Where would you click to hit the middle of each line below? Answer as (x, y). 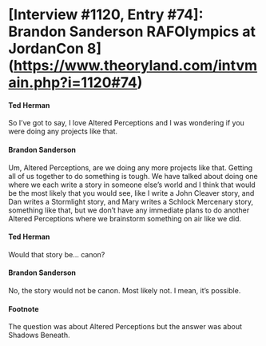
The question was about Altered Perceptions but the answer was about (125, 327)
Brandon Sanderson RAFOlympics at (132, 32)
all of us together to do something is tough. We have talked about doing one (133, 176)
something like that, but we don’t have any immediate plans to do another (129, 210)
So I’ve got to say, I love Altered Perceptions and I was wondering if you (127, 123)
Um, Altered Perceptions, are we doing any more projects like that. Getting (131, 167)
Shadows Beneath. (39, 335)
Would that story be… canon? (57, 254)
